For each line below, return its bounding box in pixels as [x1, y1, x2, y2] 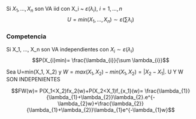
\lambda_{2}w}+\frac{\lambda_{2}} [57, 100, 144, 107]
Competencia [6, 32, 47, 41]
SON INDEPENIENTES [6, 76, 61, 83]
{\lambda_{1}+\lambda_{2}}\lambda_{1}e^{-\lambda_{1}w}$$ [26, 106, 175, 114]
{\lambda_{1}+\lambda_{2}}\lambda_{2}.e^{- [46, 94, 156, 101]
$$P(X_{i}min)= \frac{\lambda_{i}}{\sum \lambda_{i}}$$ [32, 56, 170, 63]
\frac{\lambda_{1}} [144, 87, 191, 94]
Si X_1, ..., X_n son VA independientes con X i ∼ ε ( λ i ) [6, 45, 134, 54]
